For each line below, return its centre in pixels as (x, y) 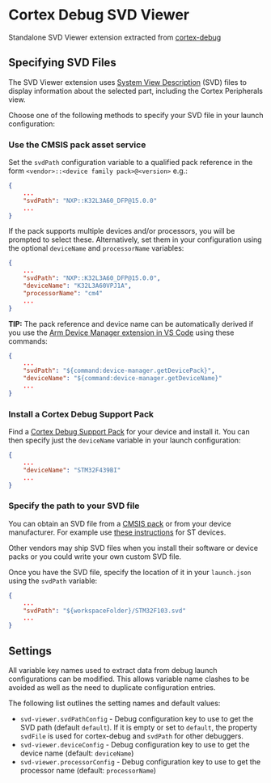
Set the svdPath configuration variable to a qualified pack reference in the (131, 163)
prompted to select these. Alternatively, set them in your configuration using (135, 239)
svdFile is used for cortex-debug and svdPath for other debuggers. (132, 736)
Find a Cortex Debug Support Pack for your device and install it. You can (129, 432)
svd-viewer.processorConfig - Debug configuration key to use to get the (140, 761)
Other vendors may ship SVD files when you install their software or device (133, 548)
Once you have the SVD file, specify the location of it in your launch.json (130, 572)
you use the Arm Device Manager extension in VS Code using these (121, 332)
